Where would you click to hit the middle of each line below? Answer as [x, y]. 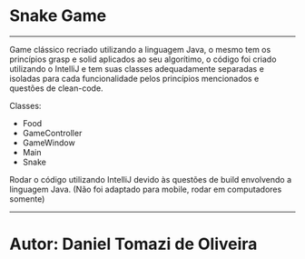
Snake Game [58, 16]
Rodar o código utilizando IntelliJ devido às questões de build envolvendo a [151, 179]
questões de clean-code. [56, 88]
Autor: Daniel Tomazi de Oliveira [133, 244]
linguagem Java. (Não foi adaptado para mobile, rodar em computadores [146, 189]
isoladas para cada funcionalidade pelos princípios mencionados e [134, 78]
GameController [52, 133]
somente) [27, 199]
